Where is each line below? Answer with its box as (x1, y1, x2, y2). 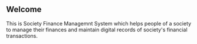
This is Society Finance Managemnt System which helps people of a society (6, 20, 192, 27)
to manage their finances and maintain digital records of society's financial (6, 26, 188, 33)
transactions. (6, 32, 38, 39)
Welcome (6, 5, 42, 14)
